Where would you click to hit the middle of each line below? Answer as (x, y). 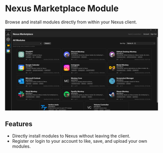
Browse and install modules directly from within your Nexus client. (71, 22)
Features (19, 124)
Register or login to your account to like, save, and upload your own (80, 141)
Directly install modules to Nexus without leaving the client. (71, 136)
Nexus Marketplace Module (62, 9)
